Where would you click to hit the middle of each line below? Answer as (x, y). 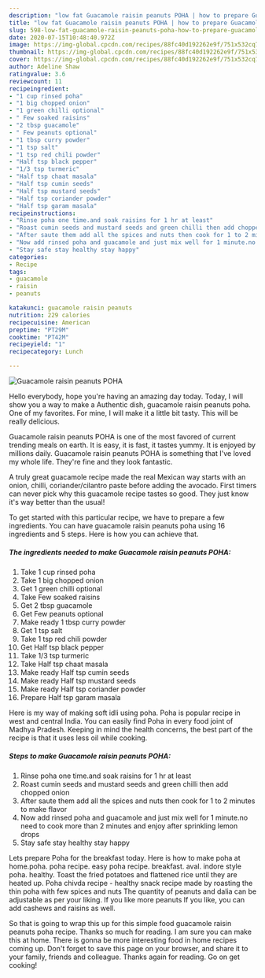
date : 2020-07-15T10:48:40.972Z (62, 37)
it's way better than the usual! (57, 502)
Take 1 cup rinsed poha (58, 572)
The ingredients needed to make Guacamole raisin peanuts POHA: (120, 552)
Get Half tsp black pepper (62, 647)
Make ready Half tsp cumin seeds (75, 672)
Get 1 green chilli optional (61, 588)
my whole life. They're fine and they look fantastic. (91, 462)
